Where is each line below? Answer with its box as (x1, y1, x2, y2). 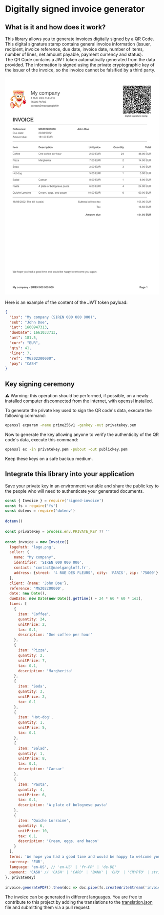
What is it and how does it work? (5, 23, 106, 31)
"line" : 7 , (9, 351, 32, 356)
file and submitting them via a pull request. (5, 904, 91, 911)
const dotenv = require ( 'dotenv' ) (5, 508, 76, 513)
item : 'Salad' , (18, 746, 49, 751)
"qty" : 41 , (9, 345, 32, 350)
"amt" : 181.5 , (9, 335, 38, 341)
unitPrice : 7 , (18, 658, 47, 663)
